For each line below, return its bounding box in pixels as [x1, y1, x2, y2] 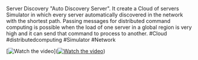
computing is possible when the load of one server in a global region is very [6, 24, 192, 31]
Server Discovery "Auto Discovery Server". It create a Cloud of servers [6, 5, 180, 12]
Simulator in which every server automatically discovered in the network [6, 11, 183, 18]
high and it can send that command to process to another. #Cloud [6, 30, 168, 37]
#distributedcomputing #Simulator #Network [6, 36, 116, 43]
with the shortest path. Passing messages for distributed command [6, 18, 171, 24]
